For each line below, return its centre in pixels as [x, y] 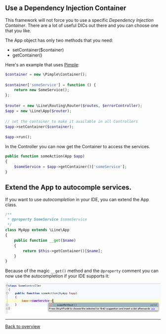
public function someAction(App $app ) [45, 156]
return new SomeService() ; [42, 90]
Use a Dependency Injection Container [66, 8]
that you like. [18, 30]
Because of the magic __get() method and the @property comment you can [82, 271]
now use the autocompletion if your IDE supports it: [57, 276]
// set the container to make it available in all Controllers [72, 121]
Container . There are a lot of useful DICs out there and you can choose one [82, 25]
